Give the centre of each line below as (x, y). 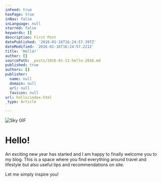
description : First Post (31, 38)
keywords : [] (19, 33)
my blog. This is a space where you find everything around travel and (76, 160)
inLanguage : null (23, 24)
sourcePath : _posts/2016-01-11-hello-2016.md (53, 61)
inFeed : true (19, 10)
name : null (21, 79)
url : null (20, 88)
